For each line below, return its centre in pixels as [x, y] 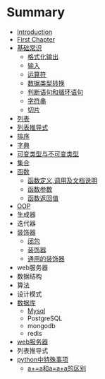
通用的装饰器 [46, 258]
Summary [36, 12]
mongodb [41, 325]
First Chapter [36, 39]
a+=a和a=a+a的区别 [56, 368]
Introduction [35, 32]
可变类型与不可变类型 [48, 153]
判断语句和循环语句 [55, 92]
